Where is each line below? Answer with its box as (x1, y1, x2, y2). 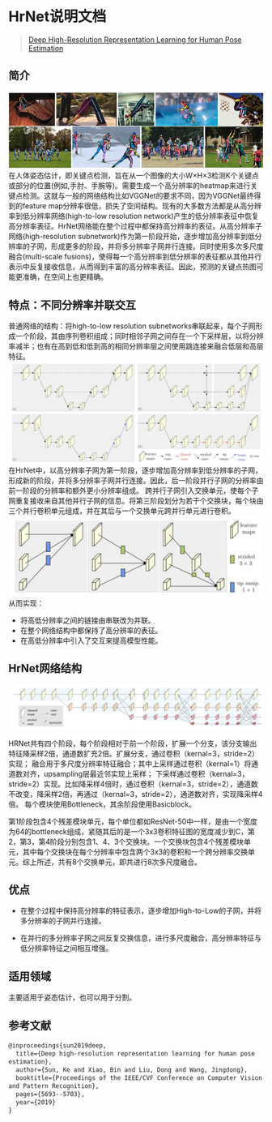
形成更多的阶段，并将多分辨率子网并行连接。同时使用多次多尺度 (50, 242, 264, 251)
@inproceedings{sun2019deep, (8, 1041, 107, 1050)
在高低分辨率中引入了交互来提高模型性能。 (19, 636, 163, 645)
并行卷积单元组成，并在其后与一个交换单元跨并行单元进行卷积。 (22, 506, 236, 516)
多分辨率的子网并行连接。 (19, 916, 106, 926)
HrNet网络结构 (8, 662, 83, 675)
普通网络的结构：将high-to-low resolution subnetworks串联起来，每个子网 (8, 321, 257, 331)
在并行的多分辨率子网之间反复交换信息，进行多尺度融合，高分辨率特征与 (19, 933, 261, 943)
